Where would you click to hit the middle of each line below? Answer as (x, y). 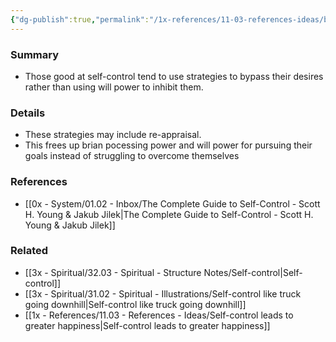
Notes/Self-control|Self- (253, 272)
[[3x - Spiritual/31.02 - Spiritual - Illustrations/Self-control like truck (163, 293)
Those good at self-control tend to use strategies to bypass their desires (174, 76)
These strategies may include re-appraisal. (113, 135)
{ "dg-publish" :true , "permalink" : (80, 19)
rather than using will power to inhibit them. (114, 87)
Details (28, 113)
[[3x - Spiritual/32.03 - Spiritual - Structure (113, 272)
